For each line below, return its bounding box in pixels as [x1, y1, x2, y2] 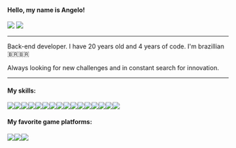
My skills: [7, 86, 37, 95]
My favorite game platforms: [7, 118, 93, 126]
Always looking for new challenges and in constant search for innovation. [7, 64, 219, 72]
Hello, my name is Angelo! [7, 6, 86, 14]
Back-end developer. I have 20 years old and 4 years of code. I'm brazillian [7, 42, 225, 51]
